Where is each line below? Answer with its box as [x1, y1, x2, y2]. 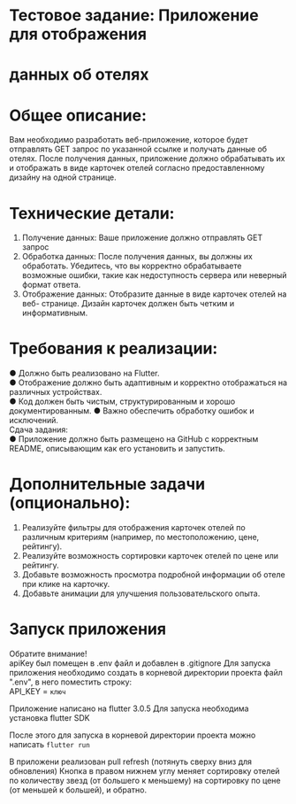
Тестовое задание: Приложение [9, 5, 259, 26]
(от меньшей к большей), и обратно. [9, 785, 148, 795]
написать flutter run [9, 739, 90, 750]
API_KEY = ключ [9, 686, 66, 697]
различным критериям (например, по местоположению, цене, [21, 532, 260, 543]
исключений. [9, 415, 59, 426]
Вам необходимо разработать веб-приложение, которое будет [9, 135, 249, 145]
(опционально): [9, 493, 131, 514]
